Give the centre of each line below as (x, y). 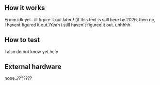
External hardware (33, 67)
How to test (22, 40)
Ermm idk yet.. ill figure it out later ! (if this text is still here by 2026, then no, (80, 19)
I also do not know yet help (32, 51)
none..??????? (18, 78)
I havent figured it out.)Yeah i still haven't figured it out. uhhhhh (67, 25)
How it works (25, 8)
